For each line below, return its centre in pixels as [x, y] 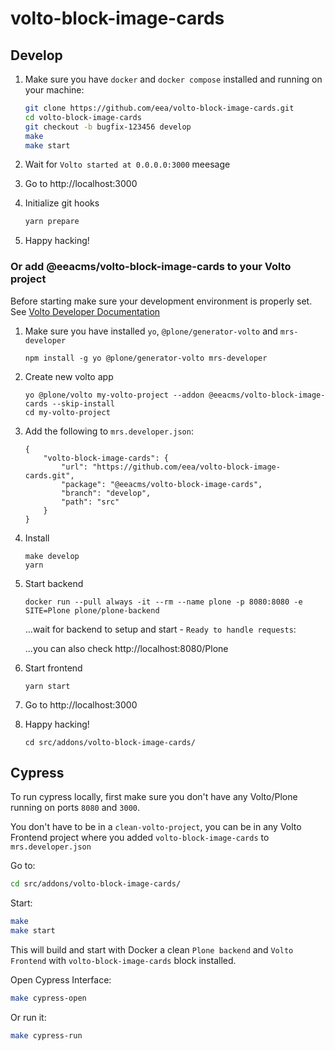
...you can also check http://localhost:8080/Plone [126, 648]
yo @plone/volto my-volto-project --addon [114, 395]
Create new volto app [69, 376]
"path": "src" [90, 502]
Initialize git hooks [62, 203]
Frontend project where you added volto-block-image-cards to [140, 838]
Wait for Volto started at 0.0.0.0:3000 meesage [127, 164]
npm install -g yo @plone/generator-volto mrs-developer [146, 358]
